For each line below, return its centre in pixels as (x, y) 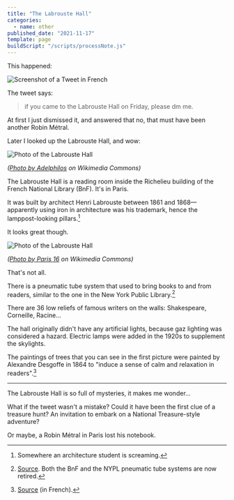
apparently (23, 210)
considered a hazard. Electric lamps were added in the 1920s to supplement (116, 336)
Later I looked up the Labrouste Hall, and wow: (74, 141)
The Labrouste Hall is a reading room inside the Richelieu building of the (110, 181)
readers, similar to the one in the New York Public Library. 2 (91, 294)
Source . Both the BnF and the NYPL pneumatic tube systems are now (117, 469)
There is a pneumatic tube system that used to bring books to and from (109, 286)
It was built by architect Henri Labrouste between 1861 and (91, 202)
